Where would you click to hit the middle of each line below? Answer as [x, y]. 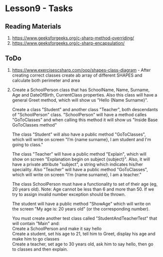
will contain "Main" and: [36, 223]
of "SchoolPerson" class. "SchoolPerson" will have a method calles [79, 114]
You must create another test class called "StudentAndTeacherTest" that [85, 218]
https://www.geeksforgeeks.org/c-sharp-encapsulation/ [68, 43]
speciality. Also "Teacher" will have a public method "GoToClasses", [80, 169]
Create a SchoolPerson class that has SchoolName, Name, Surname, [81, 90]
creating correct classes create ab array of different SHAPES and [77, 75]
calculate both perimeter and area [46, 80]
